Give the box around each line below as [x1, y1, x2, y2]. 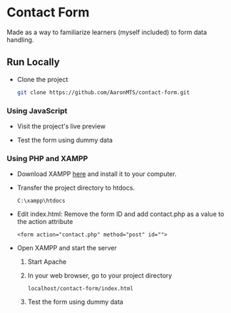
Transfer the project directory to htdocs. [16, 183, 135, 193]
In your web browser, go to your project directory [27, 272, 173, 280]
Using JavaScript [6, 106, 68, 116]
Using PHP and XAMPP [6, 153, 88, 163]
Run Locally [6, 56, 60, 68]
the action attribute [16, 217, 73, 226]
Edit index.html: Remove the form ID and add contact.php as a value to [16, 210, 225, 218]
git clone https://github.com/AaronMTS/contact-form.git [16, 88, 190, 96]
